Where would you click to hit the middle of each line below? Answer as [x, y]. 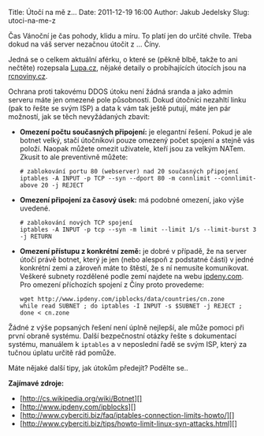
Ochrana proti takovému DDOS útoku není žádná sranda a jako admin [121, 91]
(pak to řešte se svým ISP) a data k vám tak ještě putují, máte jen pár [119, 108]
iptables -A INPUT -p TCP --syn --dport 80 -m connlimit [115, 178]
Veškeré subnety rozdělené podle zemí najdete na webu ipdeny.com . [132, 276]
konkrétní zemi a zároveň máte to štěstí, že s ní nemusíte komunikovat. [134, 268]
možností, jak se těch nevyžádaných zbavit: [79, 117]
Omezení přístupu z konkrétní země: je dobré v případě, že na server [133, 251]
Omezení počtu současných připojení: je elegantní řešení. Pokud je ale [136, 132]
